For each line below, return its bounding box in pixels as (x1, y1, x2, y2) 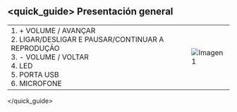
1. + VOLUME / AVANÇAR (11, 25, 96, 35)
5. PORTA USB (11, 70, 59, 80)
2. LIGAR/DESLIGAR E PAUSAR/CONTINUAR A (11, 35, 164, 44)
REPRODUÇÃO (11, 43, 60, 53)
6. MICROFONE (11, 78, 62, 88)
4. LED (11, 61, 33, 70)
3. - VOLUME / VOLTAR (11, 52, 90, 62)
